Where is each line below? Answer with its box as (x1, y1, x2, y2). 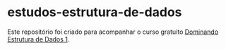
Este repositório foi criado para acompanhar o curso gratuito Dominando (7, 27, 219, 36)
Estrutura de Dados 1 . (7, 35, 70, 43)
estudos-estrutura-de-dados (7, 4, 182, 20)
